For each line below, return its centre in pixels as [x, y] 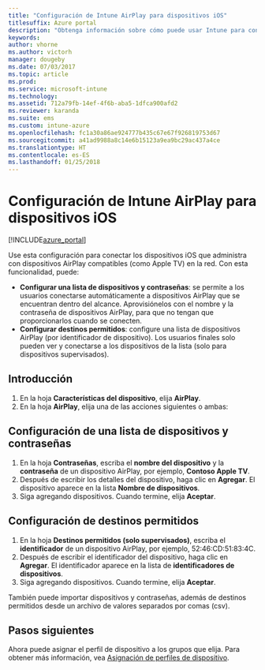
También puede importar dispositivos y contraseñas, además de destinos [127, 597]
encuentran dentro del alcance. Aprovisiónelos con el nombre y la [127, 304]
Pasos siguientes [51, 630]
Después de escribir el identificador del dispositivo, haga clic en [124, 556]
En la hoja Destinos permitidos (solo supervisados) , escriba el [123, 540]
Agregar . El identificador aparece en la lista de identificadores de [127, 565]
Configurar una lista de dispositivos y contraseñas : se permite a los [132, 287]
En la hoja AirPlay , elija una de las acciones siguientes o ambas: [124, 406]
